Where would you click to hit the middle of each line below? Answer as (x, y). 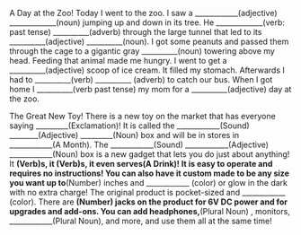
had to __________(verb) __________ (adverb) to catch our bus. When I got (141, 79)
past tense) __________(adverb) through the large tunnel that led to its (136, 32)
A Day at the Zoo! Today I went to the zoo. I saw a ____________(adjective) (143, 13)
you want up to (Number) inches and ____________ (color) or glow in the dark (148, 183)
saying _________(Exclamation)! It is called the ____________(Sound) (129, 126)
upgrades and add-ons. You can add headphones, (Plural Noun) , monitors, (150, 211)
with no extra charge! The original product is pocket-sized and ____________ (147, 192)
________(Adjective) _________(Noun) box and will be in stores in (124, 135)
